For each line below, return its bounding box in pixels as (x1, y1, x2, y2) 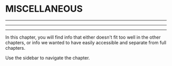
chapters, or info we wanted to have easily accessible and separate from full (5, 39, 166, 46)
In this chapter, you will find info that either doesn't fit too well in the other (5, 34, 161, 40)
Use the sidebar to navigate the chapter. (5, 54, 90, 61)
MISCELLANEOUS (5, 3, 83, 15)
